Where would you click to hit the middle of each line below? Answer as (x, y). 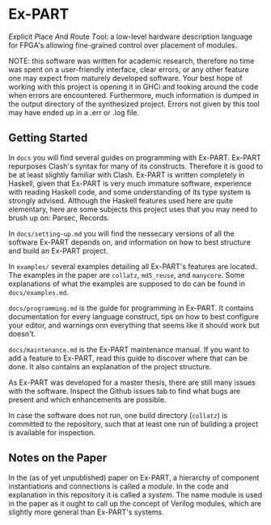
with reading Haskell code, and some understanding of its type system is (130, 192)
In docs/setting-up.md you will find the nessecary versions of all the (121, 233)
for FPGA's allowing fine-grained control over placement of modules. (123, 45)
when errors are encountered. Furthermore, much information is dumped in (133, 95)
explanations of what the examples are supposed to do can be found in (127, 284)
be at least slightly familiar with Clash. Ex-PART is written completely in (127, 174)
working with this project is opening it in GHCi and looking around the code (133, 87)
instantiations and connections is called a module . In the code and (119, 486)
